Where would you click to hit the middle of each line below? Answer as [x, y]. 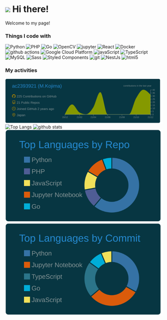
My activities [21, 70]
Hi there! [30, 9]
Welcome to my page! [28, 23]
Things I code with [28, 36]
